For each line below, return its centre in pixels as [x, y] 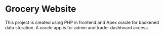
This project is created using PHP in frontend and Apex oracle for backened [82, 22]
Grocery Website [41, 9]
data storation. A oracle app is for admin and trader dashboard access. [77, 27]
